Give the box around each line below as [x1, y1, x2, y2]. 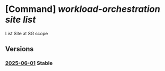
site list [5, 14, 36, 25]
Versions [5, 45, 34, 53]
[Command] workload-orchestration [5, 3, 160, 15]
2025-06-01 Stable [5, 60, 53, 67]
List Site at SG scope [5, 30, 48, 36]
